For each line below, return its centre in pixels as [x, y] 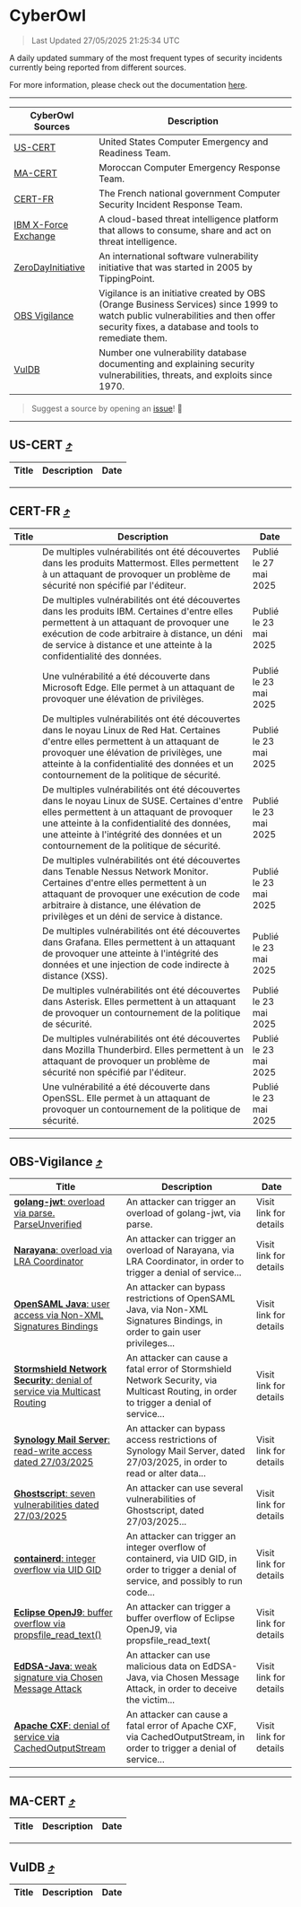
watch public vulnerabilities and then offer [187, 315]
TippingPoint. [126, 278]
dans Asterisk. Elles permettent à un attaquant [139, 1002]
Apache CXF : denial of [62, 1726]
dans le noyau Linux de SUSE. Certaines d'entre [142, 800]
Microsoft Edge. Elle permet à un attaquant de [138, 687]
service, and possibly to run [185, 1581]
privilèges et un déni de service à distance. [132, 916]
